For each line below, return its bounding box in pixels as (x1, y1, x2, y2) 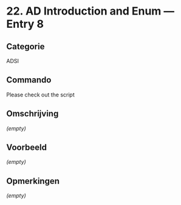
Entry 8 (6, 17, 44, 31)
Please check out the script (6, 91, 75, 98)
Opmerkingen (6, 176, 60, 186)
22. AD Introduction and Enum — (6, 4, 175, 18)
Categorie (6, 41, 45, 52)
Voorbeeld (6, 143, 47, 153)
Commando (6, 75, 52, 86)
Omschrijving (6, 109, 59, 119)
